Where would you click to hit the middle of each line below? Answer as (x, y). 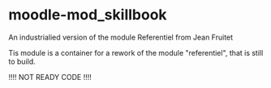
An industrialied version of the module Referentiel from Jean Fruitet (121, 37)
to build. (22, 61)
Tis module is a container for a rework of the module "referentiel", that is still (136, 52)
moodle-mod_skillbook (88, 15)
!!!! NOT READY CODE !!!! (50, 77)
